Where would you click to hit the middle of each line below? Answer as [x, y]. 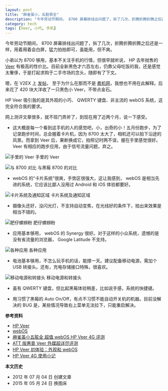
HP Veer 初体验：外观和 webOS [45, 349]
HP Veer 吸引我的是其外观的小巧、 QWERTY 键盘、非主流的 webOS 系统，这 [84, 100]
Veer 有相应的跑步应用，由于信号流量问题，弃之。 [64, 146]
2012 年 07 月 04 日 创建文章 [42, 377]
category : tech [21, 24]
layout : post [19, 10]
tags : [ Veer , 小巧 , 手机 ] [31, 28]
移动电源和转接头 [64, 277]
